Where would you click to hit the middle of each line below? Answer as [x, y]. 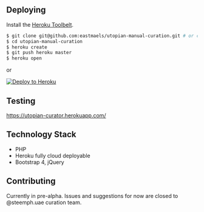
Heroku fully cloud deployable [53, 156]
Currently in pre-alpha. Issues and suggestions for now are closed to [92, 196]
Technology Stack [41, 135]
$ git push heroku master [39, 53]
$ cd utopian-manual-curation [45, 41]
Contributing [31, 181]
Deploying [26, 10]
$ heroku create [27, 47]
